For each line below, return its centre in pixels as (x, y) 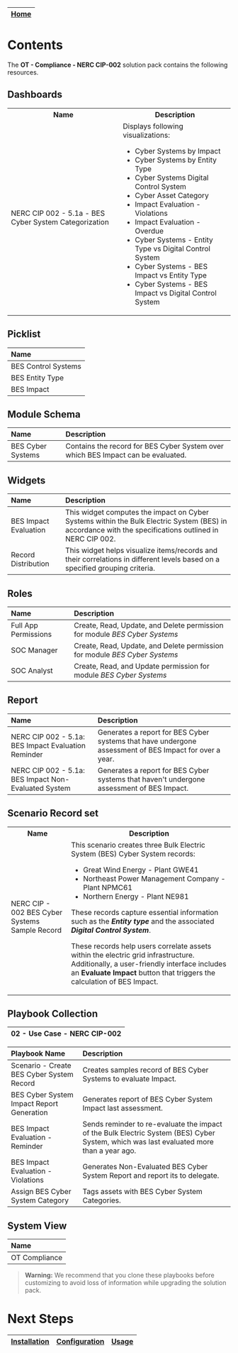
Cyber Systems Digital (171, 177)
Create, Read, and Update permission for (142, 666)
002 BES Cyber (36, 912)
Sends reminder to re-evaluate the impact (153, 1124)
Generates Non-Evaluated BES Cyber (145, 1167)
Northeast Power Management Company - (154, 878)
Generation (29, 1112)
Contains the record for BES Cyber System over (145, 447)
